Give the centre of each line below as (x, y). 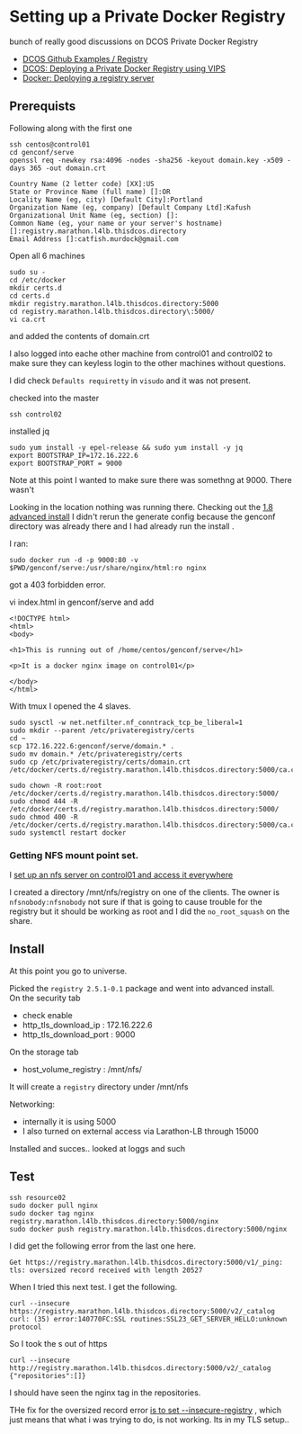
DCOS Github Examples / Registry (85, 58)
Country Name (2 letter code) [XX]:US (82, 184)
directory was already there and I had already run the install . (122, 526)
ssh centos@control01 (50, 144)
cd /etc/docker (38, 280)
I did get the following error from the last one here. (102, 1246)
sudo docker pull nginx (54, 1205)
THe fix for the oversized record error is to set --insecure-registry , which (145, 1410)
